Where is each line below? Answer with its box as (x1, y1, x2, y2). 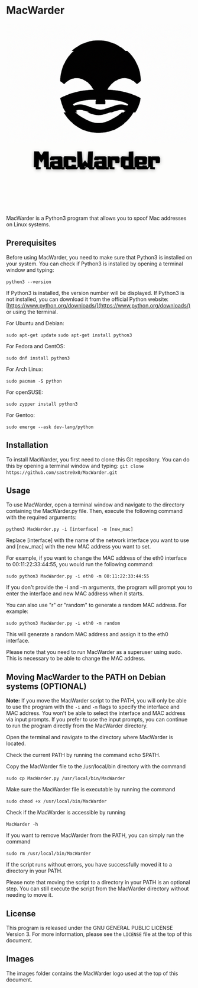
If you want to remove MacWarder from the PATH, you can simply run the (6, 832, 184, 839)
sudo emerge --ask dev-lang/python (6, 424, 94, 430)
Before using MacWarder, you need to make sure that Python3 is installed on (6, 254, 193, 261)
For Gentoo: (6, 411, 35, 418)
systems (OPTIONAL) (6, 681, 87, 691)
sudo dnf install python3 (6, 355, 70, 361)
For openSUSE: (6, 389, 43, 396)
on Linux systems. (6, 220, 50, 228)
